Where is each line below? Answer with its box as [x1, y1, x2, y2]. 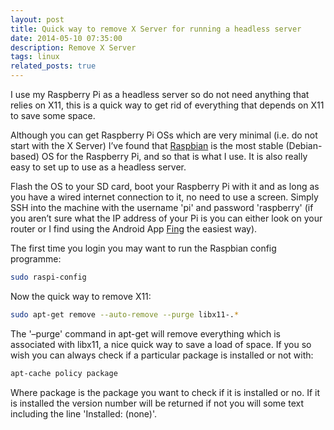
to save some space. [10, 110, 96, 121]
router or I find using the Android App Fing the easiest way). [10, 223, 258, 235]
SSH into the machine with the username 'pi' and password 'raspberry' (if [10, 202, 314, 213]
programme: [10, 253, 62, 265]
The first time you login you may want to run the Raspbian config [10, 242, 277, 254]
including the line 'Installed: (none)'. [10, 407, 158, 420]
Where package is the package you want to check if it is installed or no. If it [10, 386, 321, 398]
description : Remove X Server [10, 42, 137, 53]
